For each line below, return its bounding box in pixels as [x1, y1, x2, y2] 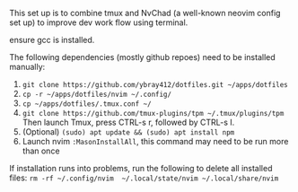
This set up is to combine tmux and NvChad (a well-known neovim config [9, 8, 281, 18]
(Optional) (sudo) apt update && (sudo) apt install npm [22, 127, 235, 137]
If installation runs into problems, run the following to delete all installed [9, 163, 273, 173]
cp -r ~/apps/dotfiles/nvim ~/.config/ [22, 90, 172, 99]
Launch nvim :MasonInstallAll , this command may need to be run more [22, 136, 289, 146]
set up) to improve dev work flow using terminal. [9, 17, 188, 28]
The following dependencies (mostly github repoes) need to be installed [9, 52, 276, 62]
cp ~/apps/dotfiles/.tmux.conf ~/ [22, 100, 152, 109]
